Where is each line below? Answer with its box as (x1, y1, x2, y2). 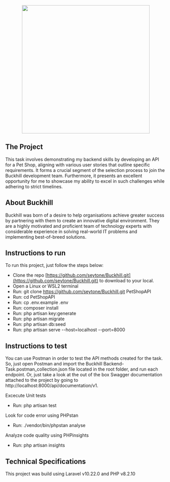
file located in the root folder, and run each (68, 366, 158, 372)
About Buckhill (5, 198, 54, 207)
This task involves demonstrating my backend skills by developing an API (5, 156, 159, 162)
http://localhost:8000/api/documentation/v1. (5, 382, 99, 389)
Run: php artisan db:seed (12, 321, 66, 327)
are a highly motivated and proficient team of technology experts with (5, 223, 152, 229)
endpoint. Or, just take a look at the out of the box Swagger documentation (5, 372, 162, 378)
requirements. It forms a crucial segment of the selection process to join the (5, 167, 165, 173)
